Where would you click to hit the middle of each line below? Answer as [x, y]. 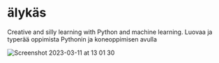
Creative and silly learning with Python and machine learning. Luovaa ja [110, 32]
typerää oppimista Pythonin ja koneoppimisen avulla [82, 39]
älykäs [27, 13]
